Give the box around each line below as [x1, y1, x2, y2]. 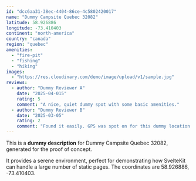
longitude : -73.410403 [6, 25, 62, 31]
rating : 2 [16, 118, 41, 124]
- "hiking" [11, 63, 38, 69]
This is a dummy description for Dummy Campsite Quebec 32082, [6, 139, 168, 146]
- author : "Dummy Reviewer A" [11, 85, 85, 91]
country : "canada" [6, 36, 51, 42]
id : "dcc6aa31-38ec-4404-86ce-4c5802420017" [6, 8, 117, 15]
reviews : [6, 80, 28, 86]
